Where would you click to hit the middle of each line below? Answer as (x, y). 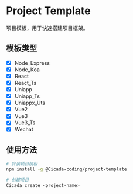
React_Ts (25, 83)
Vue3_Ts (25, 123)
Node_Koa (27, 70)
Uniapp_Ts (27, 96)
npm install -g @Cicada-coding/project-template (66, 169)
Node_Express (32, 63)
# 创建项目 (18, 180)
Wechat (24, 129)
